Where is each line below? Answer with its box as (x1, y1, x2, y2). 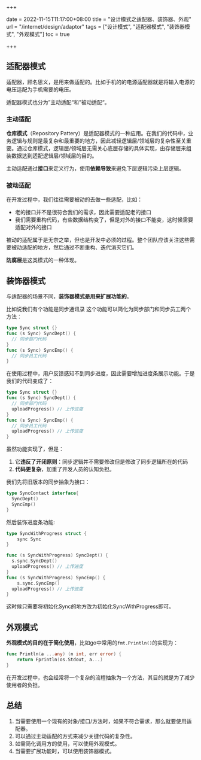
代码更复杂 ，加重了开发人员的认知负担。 (14, 466, 115, 473)
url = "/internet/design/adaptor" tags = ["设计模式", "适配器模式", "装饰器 (6, 23, 185, 30)
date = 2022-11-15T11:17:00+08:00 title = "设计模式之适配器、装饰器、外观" (6, 16, 191, 23)
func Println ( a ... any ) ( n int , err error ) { (6, 651, 121, 657)
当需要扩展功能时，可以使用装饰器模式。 (14, 747, 115, 755)
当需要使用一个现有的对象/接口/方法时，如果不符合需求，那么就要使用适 (14, 718, 192, 725)
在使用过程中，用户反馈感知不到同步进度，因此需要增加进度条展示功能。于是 (6, 370, 195, 377)
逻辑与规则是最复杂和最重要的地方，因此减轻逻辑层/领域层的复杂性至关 (11, 137, 187, 144)
